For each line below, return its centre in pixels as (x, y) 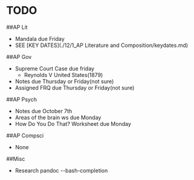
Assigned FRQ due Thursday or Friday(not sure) (75, 87)
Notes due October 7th (44, 111)
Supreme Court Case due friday (55, 68)
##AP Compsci (25, 135)
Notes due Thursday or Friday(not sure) (64, 81)
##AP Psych (22, 99)
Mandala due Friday (40, 39)
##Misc (16, 159)
